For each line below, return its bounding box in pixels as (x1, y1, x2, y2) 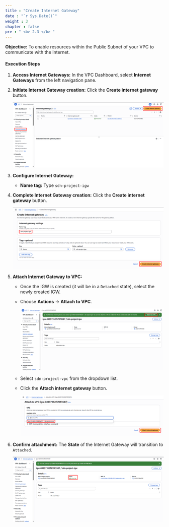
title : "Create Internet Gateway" (5, 8, 80, 13)
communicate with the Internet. (5, 49, 70, 55)
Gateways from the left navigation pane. (12, 77, 97, 83)
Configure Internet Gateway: (12, 173, 74, 179)
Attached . (12, 446, 33, 453)
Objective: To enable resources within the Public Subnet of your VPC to (5, 44, 154, 50)
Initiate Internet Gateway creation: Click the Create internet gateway (12, 87, 158, 93)
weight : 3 (5, 19, 28, 24)
